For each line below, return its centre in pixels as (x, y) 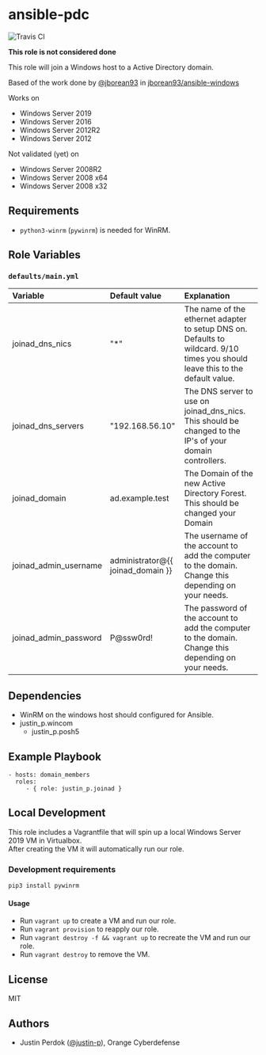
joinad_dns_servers (48, 426)
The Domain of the (218, 474)
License (28, 979)
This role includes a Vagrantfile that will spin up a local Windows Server (125, 832)
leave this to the (214, 368)
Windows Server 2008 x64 (64, 177)
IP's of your (205, 441)
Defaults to (205, 339)
